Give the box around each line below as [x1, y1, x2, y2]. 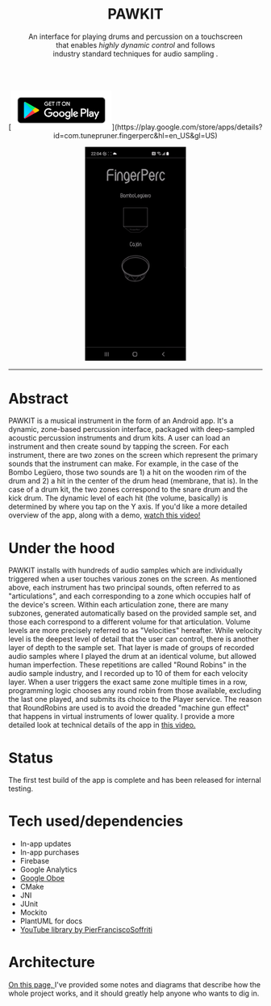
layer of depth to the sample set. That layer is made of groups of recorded [8, 643, 255, 653]
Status [8, 749, 54, 767]
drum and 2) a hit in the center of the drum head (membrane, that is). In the [8, 476, 259, 486]
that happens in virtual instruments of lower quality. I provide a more [8, 712, 236, 721]
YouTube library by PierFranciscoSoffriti [19, 925, 153, 935]
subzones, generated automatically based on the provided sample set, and [8, 608, 256, 619]
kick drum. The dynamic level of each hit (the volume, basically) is [8, 493, 228, 503]
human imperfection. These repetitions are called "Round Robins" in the [8, 660, 248, 670]
